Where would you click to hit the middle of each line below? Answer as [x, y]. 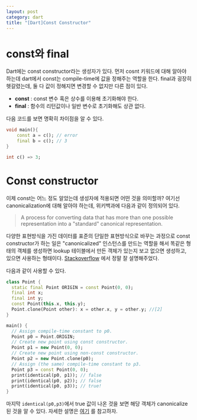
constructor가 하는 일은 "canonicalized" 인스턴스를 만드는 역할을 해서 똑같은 [96, 243]
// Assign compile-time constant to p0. [62, 331]
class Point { [24, 282]
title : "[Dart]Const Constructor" [49, 23]
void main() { [22, 130]
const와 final [38, 54]
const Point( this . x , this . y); [49, 304]
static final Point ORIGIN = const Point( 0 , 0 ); [72, 287]
